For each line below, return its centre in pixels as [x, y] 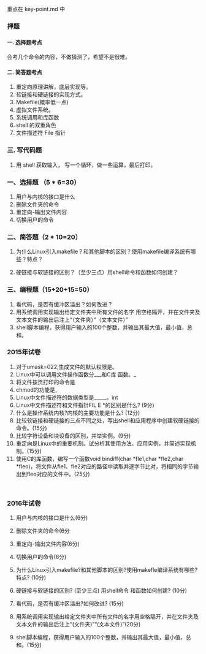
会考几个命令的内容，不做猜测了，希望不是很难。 [69, 57]
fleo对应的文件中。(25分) [58, 474]
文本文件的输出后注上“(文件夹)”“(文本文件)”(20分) [78, 625]
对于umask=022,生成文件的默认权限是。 [67, 367]
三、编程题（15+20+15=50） [50, 290]
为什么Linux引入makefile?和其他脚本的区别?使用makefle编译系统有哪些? [107, 570]
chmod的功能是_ [36, 390]
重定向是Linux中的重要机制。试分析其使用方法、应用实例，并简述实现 [103, 443]
